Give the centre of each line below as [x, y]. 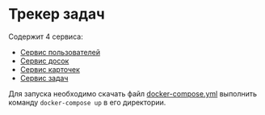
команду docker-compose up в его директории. [87, 102]
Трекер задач [57, 14]
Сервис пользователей [60, 52]
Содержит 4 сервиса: [46, 36]
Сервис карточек [50, 69]
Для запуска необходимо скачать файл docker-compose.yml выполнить [132, 93]
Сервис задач [44, 78]
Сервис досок [44, 61]
